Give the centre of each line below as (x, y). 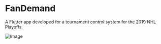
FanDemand (30, 8)
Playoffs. (14, 27)
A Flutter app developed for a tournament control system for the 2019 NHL (80, 22)
